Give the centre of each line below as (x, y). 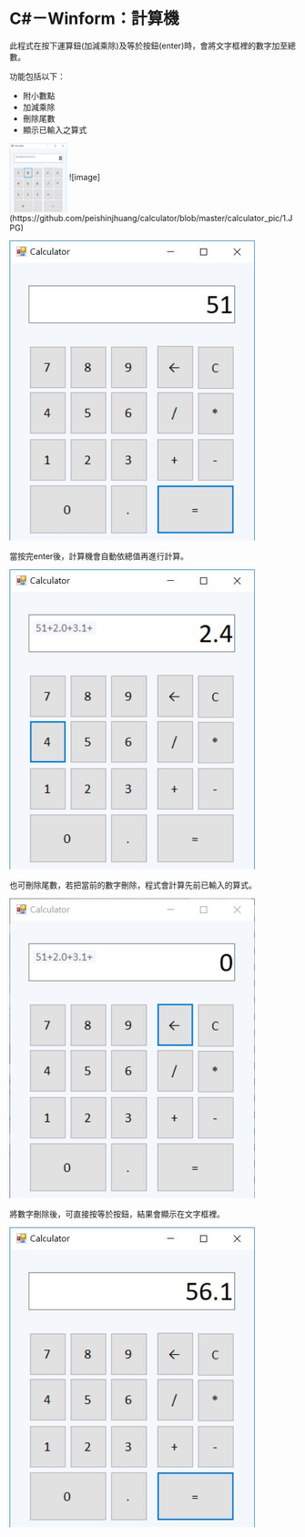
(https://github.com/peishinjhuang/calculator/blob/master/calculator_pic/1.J (151, 219)
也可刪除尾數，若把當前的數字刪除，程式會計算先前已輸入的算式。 (133, 885)
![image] (85, 178)
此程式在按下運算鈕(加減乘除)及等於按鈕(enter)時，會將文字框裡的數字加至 (149, 46)
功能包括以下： (37, 76)
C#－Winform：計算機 (94, 19)
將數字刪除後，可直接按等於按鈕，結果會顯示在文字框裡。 (117, 1214)
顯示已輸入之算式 (55, 129)
